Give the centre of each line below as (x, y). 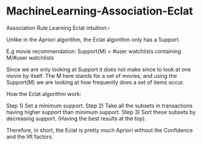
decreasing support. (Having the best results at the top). (76, 118)
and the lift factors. (30, 137)
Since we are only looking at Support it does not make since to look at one (99, 69)
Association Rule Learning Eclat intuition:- (58, 28)
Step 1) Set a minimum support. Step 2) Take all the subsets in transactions (99, 105)
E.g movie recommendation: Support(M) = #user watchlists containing (94, 51)
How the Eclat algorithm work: (44, 94)
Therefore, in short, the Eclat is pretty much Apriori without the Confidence (99, 130)
